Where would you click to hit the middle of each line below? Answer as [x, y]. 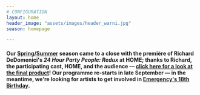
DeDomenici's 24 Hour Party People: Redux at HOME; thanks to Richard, [99, 60]
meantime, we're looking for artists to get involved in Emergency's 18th [98, 79]
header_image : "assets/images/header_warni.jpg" [69, 23]
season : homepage [28, 29]
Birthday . [18, 85]
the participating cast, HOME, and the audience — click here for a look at [99, 66]
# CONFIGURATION [27, 12]
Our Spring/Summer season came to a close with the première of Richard [100, 53]
